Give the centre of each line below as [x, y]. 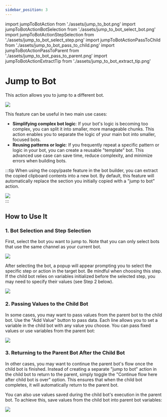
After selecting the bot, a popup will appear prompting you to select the [79, 266]
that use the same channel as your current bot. [53, 247]
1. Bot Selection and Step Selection [48, 231]
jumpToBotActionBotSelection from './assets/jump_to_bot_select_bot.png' [81, 29]
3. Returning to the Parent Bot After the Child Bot [65, 353]
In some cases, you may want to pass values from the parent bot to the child [84, 315]
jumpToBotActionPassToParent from [42, 50]
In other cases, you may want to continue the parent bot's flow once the [79, 364]
